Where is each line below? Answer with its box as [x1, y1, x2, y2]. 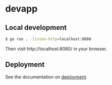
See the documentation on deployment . [5, 74, 87, 80]
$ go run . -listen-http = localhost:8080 [5, 36, 92, 41]
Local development [5, 23, 67, 32]
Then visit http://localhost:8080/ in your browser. [5, 46, 107, 52]
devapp [5, 3, 38, 15]
